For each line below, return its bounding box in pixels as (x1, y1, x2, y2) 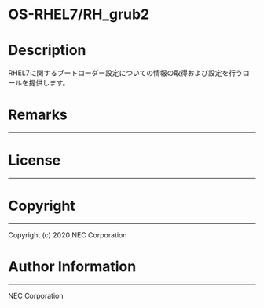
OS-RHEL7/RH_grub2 (8, 5, 150, 24)
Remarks (8, 106, 68, 124)
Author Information (8, 258, 137, 276)
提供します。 (28, 78, 70, 88)
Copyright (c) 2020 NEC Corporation (8, 230, 127, 240)
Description (8, 42, 86, 60)
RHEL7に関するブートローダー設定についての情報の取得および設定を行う (8, 68, 244, 78)
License (8, 151, 61, 169)
